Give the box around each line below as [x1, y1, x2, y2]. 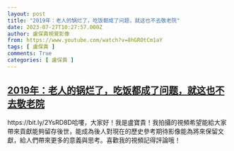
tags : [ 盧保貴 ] [7, 43, 55, 50]
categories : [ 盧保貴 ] [7, 57, 74, 64]
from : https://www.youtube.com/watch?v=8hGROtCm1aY [7, 37, 163, 44]
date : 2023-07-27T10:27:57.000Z [7, 23, 103, 30]
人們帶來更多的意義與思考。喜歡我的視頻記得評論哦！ [25, 135, 181, 144]
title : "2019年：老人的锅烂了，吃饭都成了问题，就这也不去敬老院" [7, 17, 180, 24]
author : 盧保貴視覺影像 [7, 30, 70, 38]
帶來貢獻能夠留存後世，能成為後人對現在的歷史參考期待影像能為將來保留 [7, 127, 218, 135]
